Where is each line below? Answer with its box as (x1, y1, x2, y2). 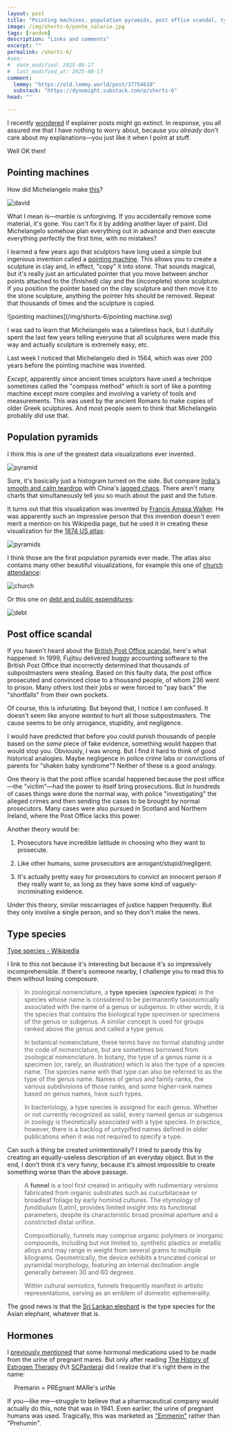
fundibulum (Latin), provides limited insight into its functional (23, 1203, 197, 1212)
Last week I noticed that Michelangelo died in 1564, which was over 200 (7, 353, 213, 362)
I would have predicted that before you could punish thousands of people (7, 732, 216, 741)
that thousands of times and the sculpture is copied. (7, 299, 155, 307)
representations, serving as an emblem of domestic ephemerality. (23, 1289, 212, 1297)
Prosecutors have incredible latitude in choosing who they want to (17, 838, 206, 847)
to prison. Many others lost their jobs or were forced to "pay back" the (7, 683, 207, 692)
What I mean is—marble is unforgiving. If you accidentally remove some (7, 212, 212, 220)
